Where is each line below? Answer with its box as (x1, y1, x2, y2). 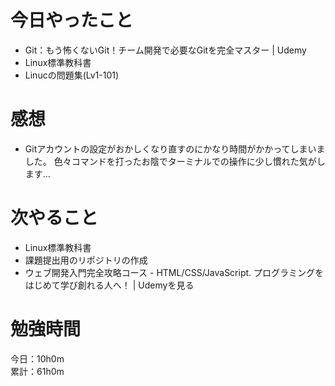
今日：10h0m (10, 352, 65, 365)
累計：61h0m (10, 365, 65, 377)
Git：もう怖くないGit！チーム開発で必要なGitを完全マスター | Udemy (24, 44, 307, 56)
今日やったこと (10, 9, 134, 32)
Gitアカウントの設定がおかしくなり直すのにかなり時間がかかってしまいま (24, 142, 326, 155)
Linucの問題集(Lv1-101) (24, 69, 120, 81)
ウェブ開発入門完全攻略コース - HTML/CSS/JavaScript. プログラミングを (24, 266, 325, 278)
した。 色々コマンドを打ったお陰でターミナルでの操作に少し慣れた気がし (24, 155, 326, 167)
